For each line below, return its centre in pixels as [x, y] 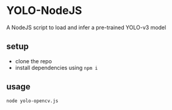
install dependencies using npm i [56, 67]
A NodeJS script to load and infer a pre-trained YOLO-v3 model [86, 27]
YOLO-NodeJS [44, 11]
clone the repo [34, 61]
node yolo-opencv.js [33, 101]
